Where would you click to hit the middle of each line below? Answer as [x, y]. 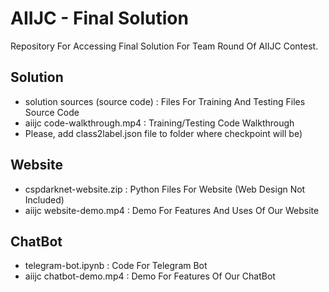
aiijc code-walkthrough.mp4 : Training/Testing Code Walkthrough [159, 123]
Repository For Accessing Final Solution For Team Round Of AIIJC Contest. [164, 46]
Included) [44, 199]
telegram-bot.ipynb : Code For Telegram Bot [116, 266]
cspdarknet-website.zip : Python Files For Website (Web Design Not [165, 189]
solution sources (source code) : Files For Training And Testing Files [165, 101]
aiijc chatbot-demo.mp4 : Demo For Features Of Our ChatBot [150, 276]
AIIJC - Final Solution [99, 18]
